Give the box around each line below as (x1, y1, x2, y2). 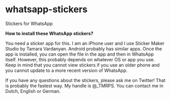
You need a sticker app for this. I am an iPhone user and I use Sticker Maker (5, 40, 165, 46)
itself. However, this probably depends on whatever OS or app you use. (5, 56, 155, 62)
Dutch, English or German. (5, 88, 61, 94)
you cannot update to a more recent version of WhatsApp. (5, 67, 128, 73)
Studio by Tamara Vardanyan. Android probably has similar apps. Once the (5, 45, 162, 52)
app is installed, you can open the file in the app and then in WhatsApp (5, 51, 154, 57)
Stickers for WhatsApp (5, 20, 53, 27)
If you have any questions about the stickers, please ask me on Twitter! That (5, 77, 166, 83)
